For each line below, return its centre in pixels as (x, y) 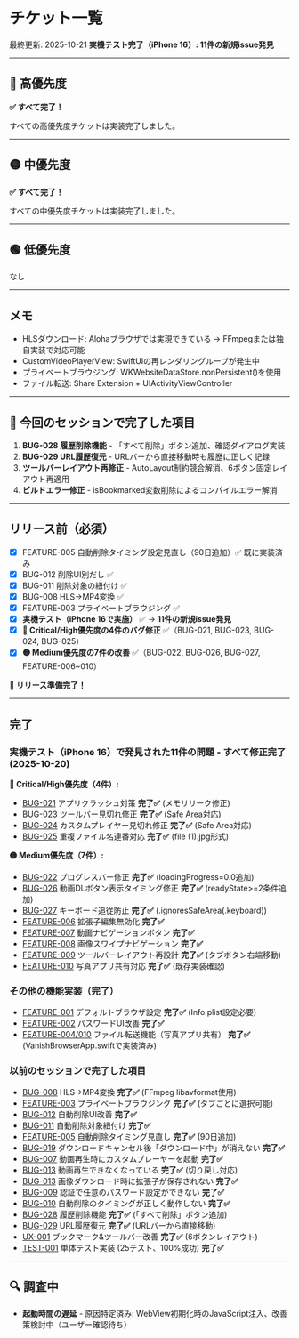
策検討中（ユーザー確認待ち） (77, 1325)
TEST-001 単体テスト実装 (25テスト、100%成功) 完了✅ (123, 1247)
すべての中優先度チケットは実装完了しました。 (95, 211)
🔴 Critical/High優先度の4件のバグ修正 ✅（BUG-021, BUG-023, (137, 630)
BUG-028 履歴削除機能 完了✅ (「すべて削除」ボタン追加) (125, 1214)
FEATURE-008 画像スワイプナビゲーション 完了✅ (113, 943)
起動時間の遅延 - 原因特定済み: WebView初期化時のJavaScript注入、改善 (154, 1314)
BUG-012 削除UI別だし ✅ (68, 574)
